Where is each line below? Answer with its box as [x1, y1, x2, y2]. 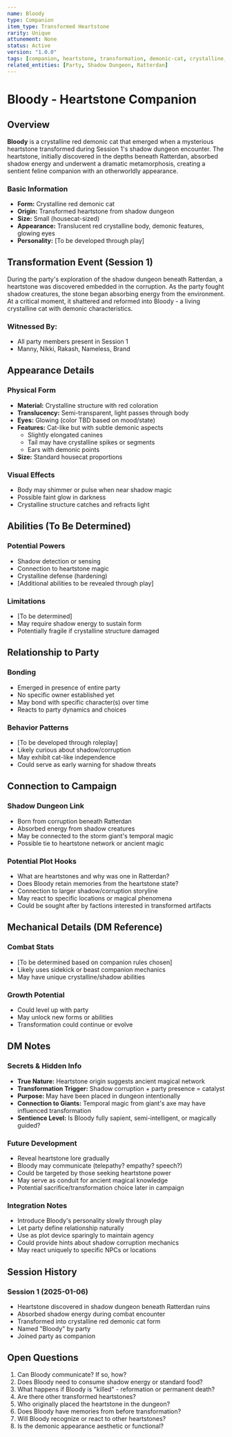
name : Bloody [7, 10, 45, 17]
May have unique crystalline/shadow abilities [17, 973, 146, 981]
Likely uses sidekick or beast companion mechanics [17, 965, 166, 973]
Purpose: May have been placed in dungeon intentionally [17, 1092, 181, 1100]
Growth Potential [7, 990, 65, 1000]
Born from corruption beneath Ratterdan [17, 817, 133, 825]
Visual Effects [7, 470, 55, 480]
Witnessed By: [7, 321, 57, 331]
